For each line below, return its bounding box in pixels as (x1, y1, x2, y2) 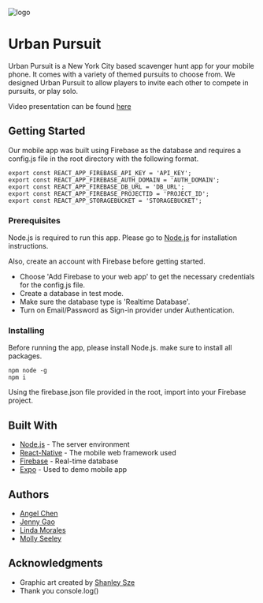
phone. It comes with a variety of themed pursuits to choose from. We (8, 69, 235, 79)
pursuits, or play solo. (8, 86, 79, 96)
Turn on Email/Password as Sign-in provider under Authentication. (19, 305, 235, 315)
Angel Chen (19, 508, 58, 518)
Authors (8, 488, 50, 501)
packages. (8, 351, 43, 361)
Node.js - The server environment (19, 440, 130, 449)
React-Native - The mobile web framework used (19, 448, 176, 458)
